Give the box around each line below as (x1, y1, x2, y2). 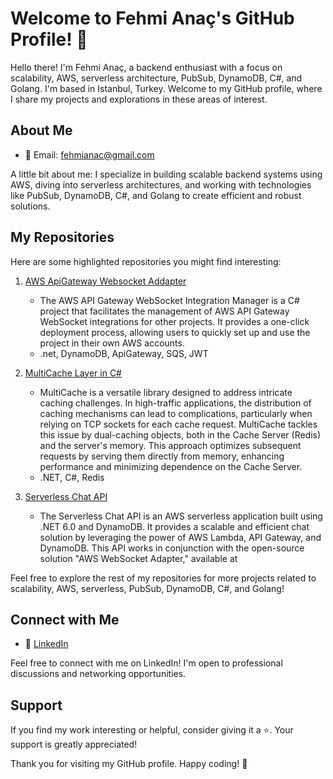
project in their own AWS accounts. (39, 337, 185, 349)
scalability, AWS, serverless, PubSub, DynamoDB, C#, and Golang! (10, 582, 285, 594)
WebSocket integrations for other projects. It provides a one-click (39, 315, 310, 327)
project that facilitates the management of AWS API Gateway (39, 305, 290, 317)
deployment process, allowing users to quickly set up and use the (39, 326, 311, 338)
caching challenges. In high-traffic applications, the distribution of (39, 397, 312, 409)
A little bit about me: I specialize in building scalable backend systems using (10, 168, 323, 180)
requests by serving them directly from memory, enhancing (39, 450, 285, 462)
